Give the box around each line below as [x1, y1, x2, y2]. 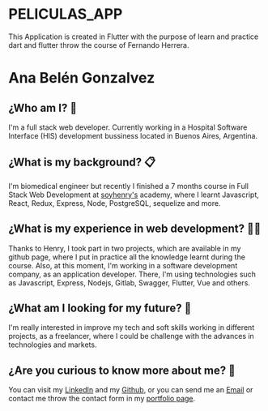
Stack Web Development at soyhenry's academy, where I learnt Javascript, [8, 190, 259, 199]
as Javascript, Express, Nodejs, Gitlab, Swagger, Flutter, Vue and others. [8, 277, 251, 288]
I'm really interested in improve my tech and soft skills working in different [8, 323, 255, 332]
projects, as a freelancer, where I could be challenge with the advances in [8, 332, 255, 341]
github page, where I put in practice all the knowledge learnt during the [8, 252, 245, 262]
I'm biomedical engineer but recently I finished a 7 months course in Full [8, 181, 249, 191]
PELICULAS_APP [8, 5, 123, 24]
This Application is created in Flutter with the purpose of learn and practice [8, 32, 259, 41]
